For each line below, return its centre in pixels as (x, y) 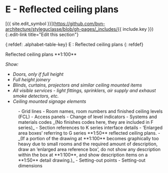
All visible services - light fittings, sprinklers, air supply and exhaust (84, 90)
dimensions (30, 165)
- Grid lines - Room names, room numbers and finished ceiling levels (90, 111)
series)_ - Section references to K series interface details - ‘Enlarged (90, 127)
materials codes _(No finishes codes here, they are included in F (86, 122)
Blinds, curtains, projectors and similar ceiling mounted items (77, 85)
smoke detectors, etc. (36, 96)
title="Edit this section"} (53, 34)
